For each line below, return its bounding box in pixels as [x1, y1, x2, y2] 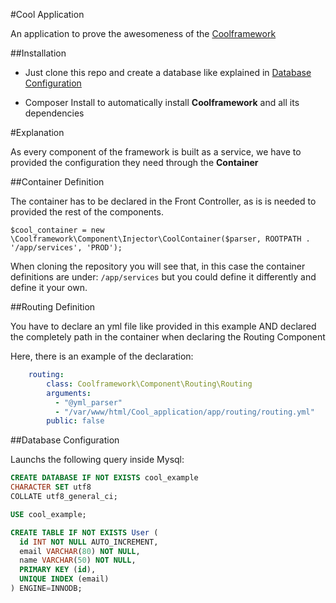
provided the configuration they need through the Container [10, 157, 259, 168]
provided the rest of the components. [10, 206, 164, 218]
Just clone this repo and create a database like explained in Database [24, 67, 312, 78]
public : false [46, 416, 105, 426]
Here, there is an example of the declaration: [10, 350, 194, 362]
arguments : [46, 388, 92, 398]
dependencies [24, 107, 85, 119]
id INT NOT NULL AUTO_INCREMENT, [19, 537, 159, 547]
